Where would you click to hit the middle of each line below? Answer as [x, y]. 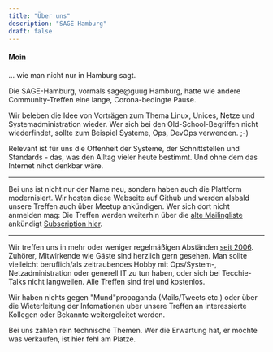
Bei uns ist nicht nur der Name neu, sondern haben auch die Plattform [125, 189]
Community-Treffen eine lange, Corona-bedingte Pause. [102, 99]
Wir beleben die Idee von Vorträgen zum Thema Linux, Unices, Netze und [132, 115]
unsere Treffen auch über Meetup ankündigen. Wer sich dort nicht [119, 206]
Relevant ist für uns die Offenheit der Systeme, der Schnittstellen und [124, 148]
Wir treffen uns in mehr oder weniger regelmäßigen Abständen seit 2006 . [131, 247]
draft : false [30, 31]
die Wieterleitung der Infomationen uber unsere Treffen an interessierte [128, 306]
